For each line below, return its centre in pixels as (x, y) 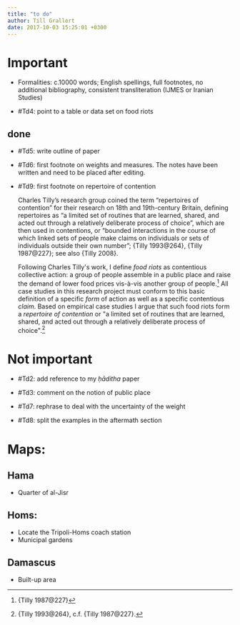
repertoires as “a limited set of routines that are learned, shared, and (118, 216)
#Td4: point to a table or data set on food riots (85, 111)
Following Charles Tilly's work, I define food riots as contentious (112, 267)
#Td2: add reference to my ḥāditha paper (79, 379)
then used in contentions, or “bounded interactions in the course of (116, 231)
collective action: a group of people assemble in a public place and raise (124, 275)
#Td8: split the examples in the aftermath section (90, 420)
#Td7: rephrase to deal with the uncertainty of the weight (101, 406)
